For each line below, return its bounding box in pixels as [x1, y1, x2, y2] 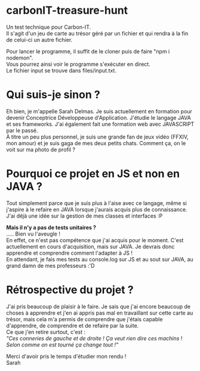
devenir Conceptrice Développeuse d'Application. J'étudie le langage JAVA [6, 114, 191, 121]
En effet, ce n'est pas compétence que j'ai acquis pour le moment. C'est [6, 236, 184, 243]
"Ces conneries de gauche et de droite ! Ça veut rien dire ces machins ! [6, 334, 183, 342]
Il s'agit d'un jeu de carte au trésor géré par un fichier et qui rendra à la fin [6, 29, 189, 37]
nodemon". [6, 54, 33, 61]
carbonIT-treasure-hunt [6, 4, 128, 17]
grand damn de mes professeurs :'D [6, 262, 95, 269]
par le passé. [6, 126, 38, 134]
